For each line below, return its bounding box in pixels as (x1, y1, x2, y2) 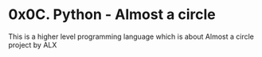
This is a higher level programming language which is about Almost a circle (8, 32, 255, 41)
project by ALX (8, 40, 57, 49)
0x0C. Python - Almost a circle (8, 6, 217, 24)
